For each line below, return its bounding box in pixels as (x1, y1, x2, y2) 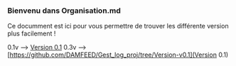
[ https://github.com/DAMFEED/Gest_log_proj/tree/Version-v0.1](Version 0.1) (7, 50, 229, 59)
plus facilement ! (7, 29, 56, 38)
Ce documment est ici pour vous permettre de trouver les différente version (7, 22, 229, 31)
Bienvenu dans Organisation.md (7, 6, 121, 16)
